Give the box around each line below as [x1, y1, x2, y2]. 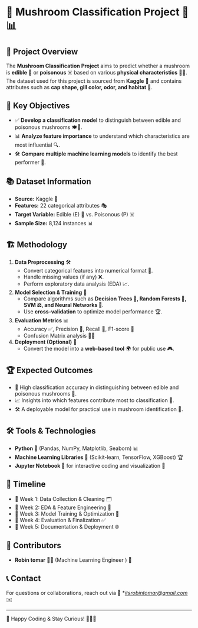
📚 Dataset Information [6, 177, 91, 187]
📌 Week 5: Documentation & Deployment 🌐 [14, 523, 120, 530]
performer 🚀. [14, 158, 46, 166]
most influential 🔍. [14, 141, 60, 148]
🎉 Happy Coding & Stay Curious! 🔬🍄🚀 [6, 615, 97, 622]
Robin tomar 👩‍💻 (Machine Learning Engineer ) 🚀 [14, 556, 132, 564]
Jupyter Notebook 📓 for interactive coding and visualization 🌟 [14, 462, 166, 470]
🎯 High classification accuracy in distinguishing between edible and [14, 384, 179, 391]
